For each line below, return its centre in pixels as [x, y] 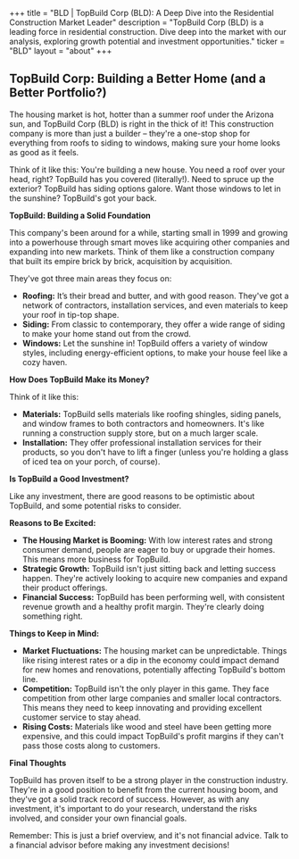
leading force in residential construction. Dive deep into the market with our [148, 32]
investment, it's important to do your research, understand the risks [133, 808]
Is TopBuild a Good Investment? [69, 479]
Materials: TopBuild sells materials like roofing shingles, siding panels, [152, 413]
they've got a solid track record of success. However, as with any [129, 799]
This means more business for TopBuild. [96, 559]
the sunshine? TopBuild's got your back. [83, 198]
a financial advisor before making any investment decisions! [120, 845]
